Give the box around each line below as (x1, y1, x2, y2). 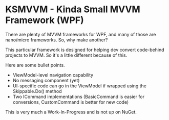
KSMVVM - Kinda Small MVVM (5, 4, 141, 15)
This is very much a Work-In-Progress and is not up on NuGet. (5, 109, 137, 115)
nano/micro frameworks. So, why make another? (5, 37, 108, 43)
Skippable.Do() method (12, 88, 62, 94)
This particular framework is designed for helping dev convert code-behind (5, 46, 165, 53)
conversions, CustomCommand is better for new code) (12, 99, 129, 105)
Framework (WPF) (5, 14, 84, 26)
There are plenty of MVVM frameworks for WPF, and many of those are (5, 31, 156, 37)
